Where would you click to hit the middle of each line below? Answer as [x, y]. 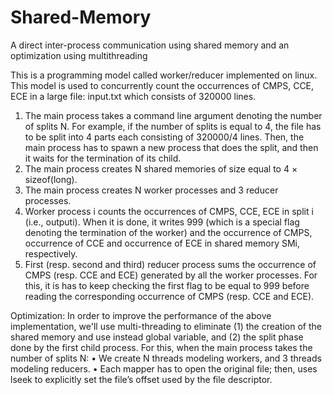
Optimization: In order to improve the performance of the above [141, 315]
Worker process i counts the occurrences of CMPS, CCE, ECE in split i [169, 211]
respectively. [51, 253]
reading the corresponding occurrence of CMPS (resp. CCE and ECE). [169, 296]
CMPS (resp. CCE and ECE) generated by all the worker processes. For [171, 275]
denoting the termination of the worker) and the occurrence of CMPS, [168, 232]
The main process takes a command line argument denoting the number [173, 115]
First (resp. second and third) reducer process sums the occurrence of [170, 264]
